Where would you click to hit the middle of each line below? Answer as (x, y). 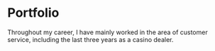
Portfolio (33, 13)
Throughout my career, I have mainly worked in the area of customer (107, 32)
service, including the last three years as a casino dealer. (90, 39)
